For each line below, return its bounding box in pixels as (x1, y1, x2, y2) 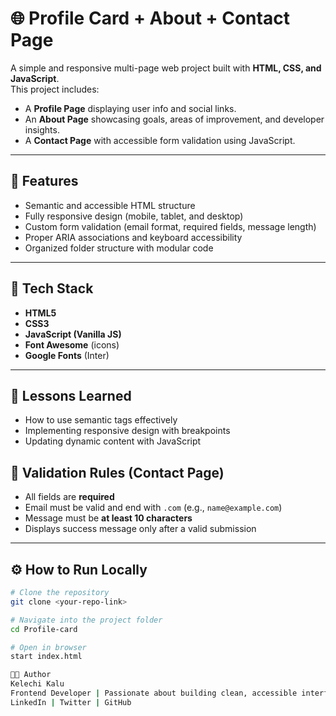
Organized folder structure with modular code (24, 242, 214, 254)
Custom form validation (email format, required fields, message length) (24, 220, 317, 232)
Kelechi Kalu (10, 679, 65, 689)
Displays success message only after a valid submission (24, 523, 257, 535)
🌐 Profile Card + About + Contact (10, 7, 290, 30)
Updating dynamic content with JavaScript (24, 435, 202, 447)
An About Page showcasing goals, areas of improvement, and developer (24, 113, 325, 125)
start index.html (10, 652, 83, 662)
